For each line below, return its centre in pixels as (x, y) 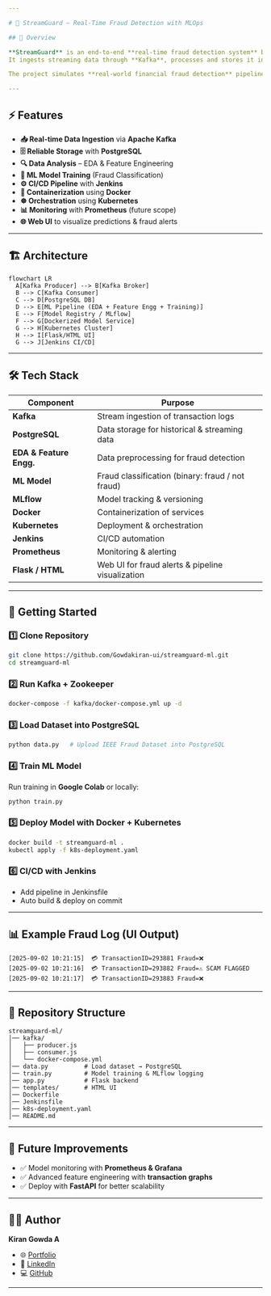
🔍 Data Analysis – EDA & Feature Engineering (96, 163)
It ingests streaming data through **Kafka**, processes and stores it (131, 60)
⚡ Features (36, 115)
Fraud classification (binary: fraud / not (170, 475)
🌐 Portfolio (38, 1255)
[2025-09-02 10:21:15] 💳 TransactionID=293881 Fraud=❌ (106, 958)
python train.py (35, 801)
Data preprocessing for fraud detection (171, 458)
